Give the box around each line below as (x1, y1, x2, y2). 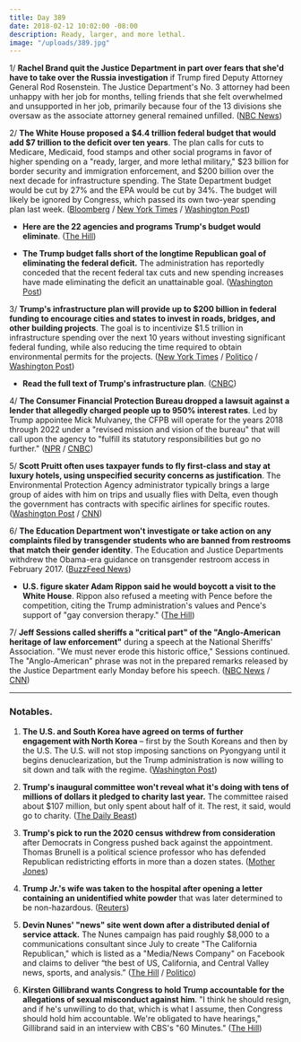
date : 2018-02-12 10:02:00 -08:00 (9, 22, 139, 30)
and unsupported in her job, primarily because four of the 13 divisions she (9, 100, 282, 112)
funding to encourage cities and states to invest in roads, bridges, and (9, 313, 276, 324)
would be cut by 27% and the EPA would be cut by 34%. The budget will (9, 185, 278, 195)
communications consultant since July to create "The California (21, 938, 258, 949)
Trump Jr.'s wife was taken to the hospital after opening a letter (21, 882, 262, 893)
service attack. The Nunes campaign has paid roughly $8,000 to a (21, 929, 271, 940)
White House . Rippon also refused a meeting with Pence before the (21, 591, 273, 602)
